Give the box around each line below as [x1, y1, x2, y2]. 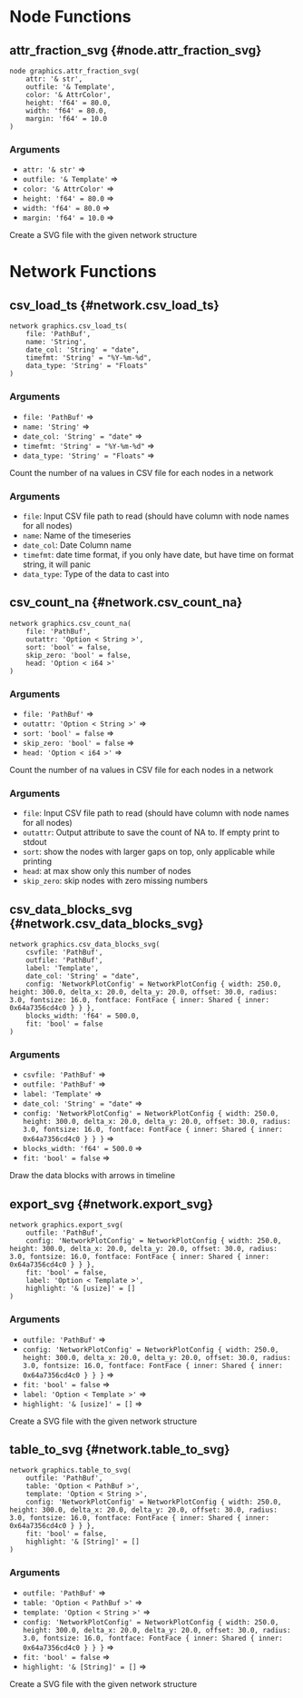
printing [22, 856, 53, 867]
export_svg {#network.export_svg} [9, 1197, 214, 1212]
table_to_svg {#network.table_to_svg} [9, 1442, 230, 1457]
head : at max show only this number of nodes [22, 866, 192, 877]
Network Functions [9, 262, 157, 283]
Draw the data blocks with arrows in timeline [9, 1170, 176, 1181]
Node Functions [9, 6, 132, 27]
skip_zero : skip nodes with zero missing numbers [22, 875, 209, 887]
